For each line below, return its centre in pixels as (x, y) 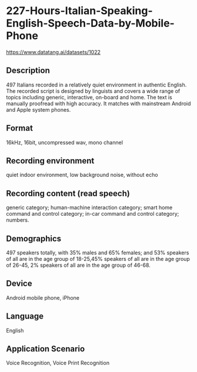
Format (20, 128)
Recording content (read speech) (68, 193)
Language (25, 316)
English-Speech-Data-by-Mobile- (90, 23)
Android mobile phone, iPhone (43, 297)
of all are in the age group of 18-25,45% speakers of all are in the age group (98, 259)
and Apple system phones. (39, 109)
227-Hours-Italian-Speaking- (79, 11)
